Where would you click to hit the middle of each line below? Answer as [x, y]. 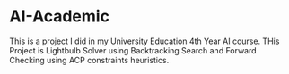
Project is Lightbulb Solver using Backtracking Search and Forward [133, 50]
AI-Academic [60, 16]
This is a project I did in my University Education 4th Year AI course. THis [144, 41]
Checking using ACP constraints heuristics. [89, 60]
